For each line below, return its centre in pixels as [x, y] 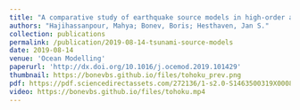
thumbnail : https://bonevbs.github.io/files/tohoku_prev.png [125, 75]
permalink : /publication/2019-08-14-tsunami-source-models [121, 42]
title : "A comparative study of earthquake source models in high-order [147, 17]
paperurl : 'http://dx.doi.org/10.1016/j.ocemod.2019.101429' [125, 67]
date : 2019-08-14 [42, 51]
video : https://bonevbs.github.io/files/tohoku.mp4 [107, 91]
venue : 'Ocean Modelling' [57, 59]
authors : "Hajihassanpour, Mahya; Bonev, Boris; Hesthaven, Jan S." [139, 26]
